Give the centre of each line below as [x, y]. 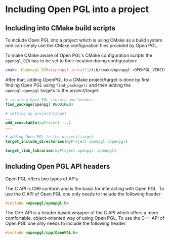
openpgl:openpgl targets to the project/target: [52, 90]
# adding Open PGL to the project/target [50, 137]
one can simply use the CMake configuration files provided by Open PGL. [82, 46]
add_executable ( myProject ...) [38, 123]
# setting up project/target [36, 113]
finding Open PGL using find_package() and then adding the [68, 85]
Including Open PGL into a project [77, 9]
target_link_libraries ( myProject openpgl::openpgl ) [61, 150]
